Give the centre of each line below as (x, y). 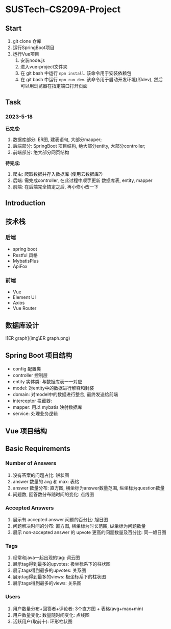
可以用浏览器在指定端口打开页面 (54, 86)
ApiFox (20, 266)
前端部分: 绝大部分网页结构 (41, 152)
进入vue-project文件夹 (44, 67)
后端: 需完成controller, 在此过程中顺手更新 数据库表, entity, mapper (82, 180)
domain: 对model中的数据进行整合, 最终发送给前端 (65, 394)
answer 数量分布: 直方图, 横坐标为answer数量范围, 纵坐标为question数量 (89, 488)
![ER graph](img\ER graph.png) (38, 338)
